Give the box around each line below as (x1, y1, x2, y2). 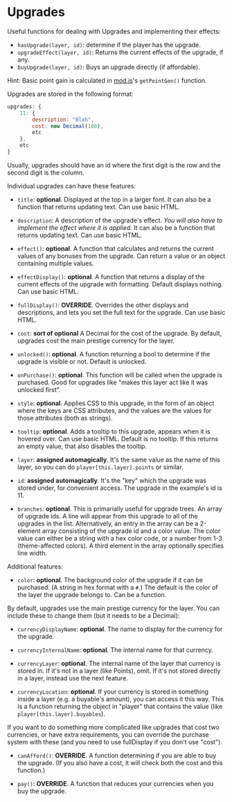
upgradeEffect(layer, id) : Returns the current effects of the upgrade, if (17, 48, 224, 56)
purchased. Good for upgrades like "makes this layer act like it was (17, 378, 208, 386)
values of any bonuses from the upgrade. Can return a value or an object (17, 252, 226, 260)
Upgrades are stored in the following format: (7, 90, 134, 98)
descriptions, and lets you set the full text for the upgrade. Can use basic (17, 308, 226, 316)
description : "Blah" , (32, 116, 95, 123)
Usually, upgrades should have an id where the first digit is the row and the (7, 161, 221, 169)
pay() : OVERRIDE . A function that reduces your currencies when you (17, 779, 214, 787)
